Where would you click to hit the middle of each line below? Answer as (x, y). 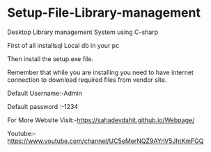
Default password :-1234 (43, 106)
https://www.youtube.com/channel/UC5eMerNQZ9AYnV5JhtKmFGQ (105, 141)
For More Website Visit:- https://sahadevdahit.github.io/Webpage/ (101, 120)
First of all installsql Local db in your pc (63, 45)
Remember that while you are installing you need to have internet (100, 72)
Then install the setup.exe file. (50, 59)
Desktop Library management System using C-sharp (83, 32)
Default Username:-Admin (45, 93)
